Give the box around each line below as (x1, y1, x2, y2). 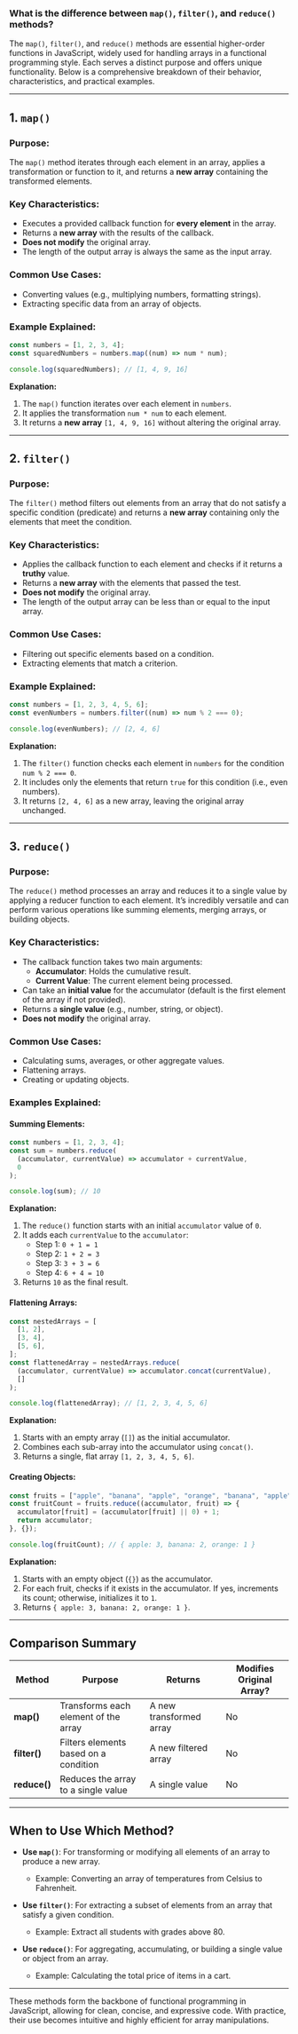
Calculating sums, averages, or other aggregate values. (21, 1055, 224, 1065)
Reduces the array (59, 1772, 137, 1785)
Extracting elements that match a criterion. (21, 658, 178, 669)
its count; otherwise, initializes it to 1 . (21, 1592, 158, 1603)
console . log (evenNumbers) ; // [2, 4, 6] (9, 724, 161, 733)
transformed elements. (9, 176, 93, 186)
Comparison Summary (9, 1636, 137, 1651)
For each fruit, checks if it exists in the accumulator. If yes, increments (21, 1583, 279, 1594)
